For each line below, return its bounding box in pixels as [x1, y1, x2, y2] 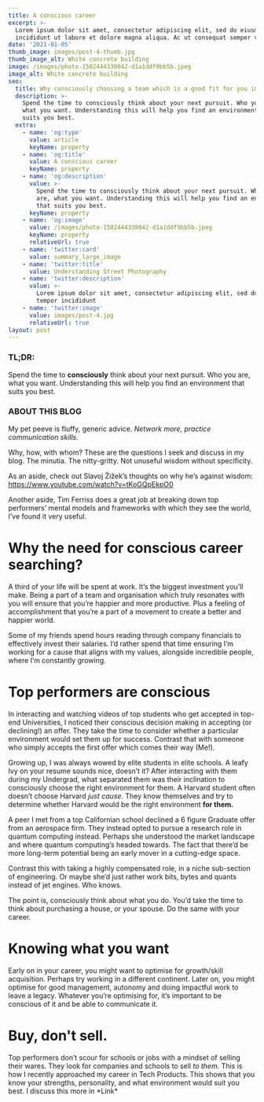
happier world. [8, 615, 56, 625]
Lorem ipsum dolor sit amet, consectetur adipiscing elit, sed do [15, 26, 237, 34]
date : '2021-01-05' [8, 41, 72, 49]
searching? [8, 556, 83, 574]
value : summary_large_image [28, 252, 122, 260]
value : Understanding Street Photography [28, 267, 167, 275]
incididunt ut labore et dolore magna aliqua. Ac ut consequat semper [15, 33, 251, 42]
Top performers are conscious [8, 683, 211, 701]
